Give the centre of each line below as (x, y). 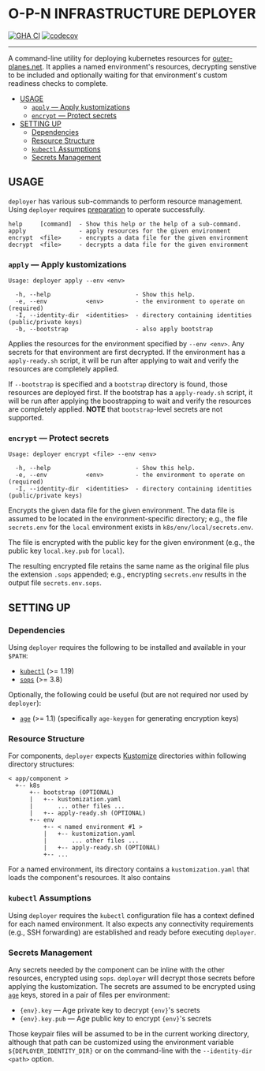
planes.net (25, 66)
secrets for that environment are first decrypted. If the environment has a (127, 353)
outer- (222, 58)
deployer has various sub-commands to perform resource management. (125, 201)
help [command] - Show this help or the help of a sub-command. (125, 224)
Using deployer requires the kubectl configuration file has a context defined (131, 915)
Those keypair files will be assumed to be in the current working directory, (129, 1033)
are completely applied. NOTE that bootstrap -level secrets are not (116, 409)
